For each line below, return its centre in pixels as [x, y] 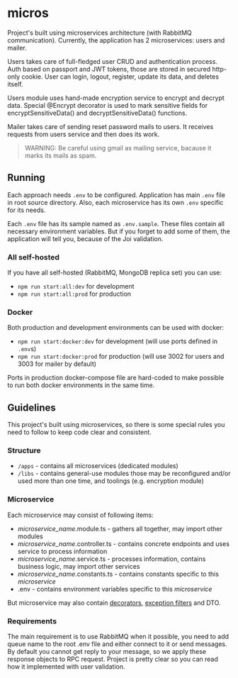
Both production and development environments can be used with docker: [116, 328]
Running [27, 178]
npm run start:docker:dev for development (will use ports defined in [118, 341]
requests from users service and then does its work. [84, 134]
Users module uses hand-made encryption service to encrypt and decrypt [116, 98]
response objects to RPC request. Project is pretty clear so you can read [113, 659]
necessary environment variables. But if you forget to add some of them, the [119, 231]
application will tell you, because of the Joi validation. [85, 238]
